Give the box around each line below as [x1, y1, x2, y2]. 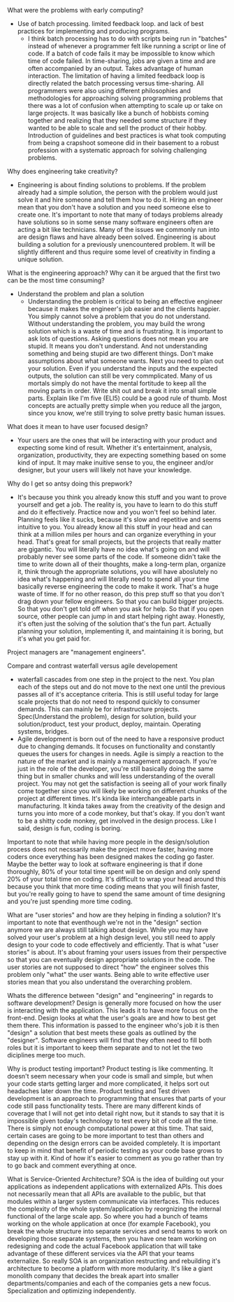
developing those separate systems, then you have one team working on [7, 1235, 217, 1242]
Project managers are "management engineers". [7, 648, 146, 656]
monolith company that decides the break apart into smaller [7, 1272, 180, 1280]
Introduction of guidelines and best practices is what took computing [27, 131, 226, 139]
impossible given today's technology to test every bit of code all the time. [7, 1117, 219, 1125]
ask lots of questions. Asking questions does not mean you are [27, 334, 209, 343]
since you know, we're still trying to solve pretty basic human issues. [27, 409, 226, 417]
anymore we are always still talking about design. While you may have [7, 926, 208, 934]
